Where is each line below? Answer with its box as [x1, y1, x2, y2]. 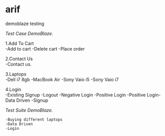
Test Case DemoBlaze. [5, 30, 54, 36]
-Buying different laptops [5, 117, 63, 122]
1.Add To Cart [5, 40, 34, 47]
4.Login [5, 86, 21, 93]
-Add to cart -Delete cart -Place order [5, 46, 85, 52]
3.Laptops [5, 71, 27, 77]
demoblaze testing [5, 20, 44, 27]
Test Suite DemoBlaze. [5, 107, 53, 113]
